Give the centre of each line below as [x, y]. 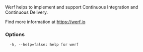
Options [15, 34]
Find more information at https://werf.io [45, 22]
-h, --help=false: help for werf [44, 45]
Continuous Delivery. [27, 12]
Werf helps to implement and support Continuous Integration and [72, 7]
